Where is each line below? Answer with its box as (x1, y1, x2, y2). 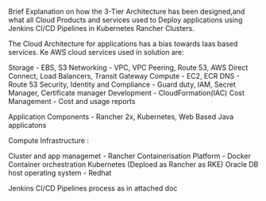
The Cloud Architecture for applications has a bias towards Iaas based (8, 39, 238, 48)
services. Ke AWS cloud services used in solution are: (8, 48, 184, 56)
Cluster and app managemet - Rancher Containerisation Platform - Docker (8, 151, 252, 160)
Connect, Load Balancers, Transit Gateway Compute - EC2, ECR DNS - (8, 72, 240, 80)
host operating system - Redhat (8, 168, 112, 177)
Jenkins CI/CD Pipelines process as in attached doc (8, 184, 178, 193)
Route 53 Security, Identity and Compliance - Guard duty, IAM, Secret (8, 79, 237, 89)
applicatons (8, 121, 47, 129)
